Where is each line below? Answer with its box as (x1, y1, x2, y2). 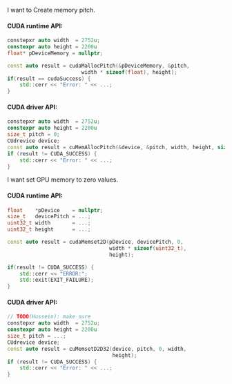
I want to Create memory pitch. (7, 6, 95, 14)
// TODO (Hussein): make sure (7, 314, 91, 320)
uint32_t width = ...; (7, 220, 91, 227)
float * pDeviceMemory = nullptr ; (7, 50, 104, 57)
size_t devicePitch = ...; (7, 213, 91, 220)
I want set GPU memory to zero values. (7, 175, 119, 184)
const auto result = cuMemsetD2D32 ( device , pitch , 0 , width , (7, 345, 187, 352)
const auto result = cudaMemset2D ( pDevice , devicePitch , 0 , (7, 238, 184, 246)
